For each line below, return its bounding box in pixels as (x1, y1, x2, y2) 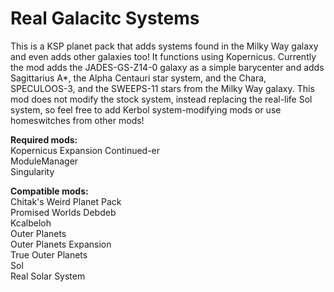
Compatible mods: (10, 185, 89, 197)
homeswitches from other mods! (10, 114, 145, 126)
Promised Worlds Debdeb (10, 206, 117, 218)
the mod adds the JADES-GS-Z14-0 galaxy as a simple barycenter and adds (10, 61, 325, 73)
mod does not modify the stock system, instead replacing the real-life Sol (10, 93, 313, 105)
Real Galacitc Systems (10, 7, 200, 30)
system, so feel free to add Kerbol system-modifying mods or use (10, 103, 282, 116)
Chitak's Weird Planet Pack (10, 195, 122, 207)
